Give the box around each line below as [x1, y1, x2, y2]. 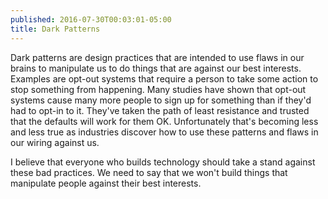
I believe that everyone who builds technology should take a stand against [10, 156, 316, 168]
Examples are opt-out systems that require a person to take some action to [10, 72, 319, 85]
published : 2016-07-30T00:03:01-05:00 [10, 14, 172, 25]
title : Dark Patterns [10, 24, 101, 34]
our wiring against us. [10, 136, 100, 148]
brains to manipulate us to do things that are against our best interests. [10, 62, 302, 74]
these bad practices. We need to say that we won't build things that [10, 166, 288, 178]
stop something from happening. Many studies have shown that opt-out [10, 83, 307, 95]
